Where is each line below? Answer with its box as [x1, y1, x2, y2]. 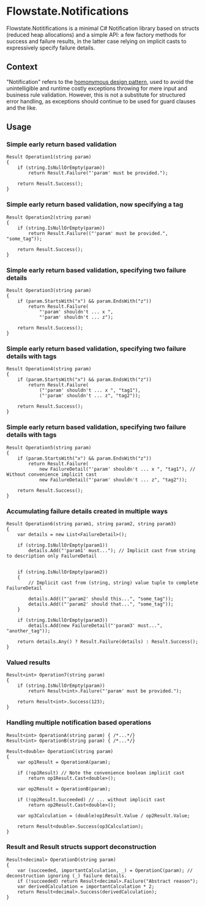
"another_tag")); [6, 627, 51, 634]
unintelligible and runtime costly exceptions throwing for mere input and [6, 84, 188, 92]
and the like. [6, 104, 37, 111]
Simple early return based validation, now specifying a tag [6, 200, 184, 209]
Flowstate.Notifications [6, 4, 129, 18]
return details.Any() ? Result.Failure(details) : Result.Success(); [17, 638, 199, 645]
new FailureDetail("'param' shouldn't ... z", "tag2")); [39, 476, 188, 483]
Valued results [6, 658, 51, 667]
